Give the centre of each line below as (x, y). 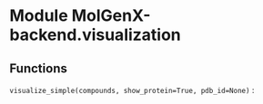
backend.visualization (96, 35)
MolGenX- (111, 16)
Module (39, 16)
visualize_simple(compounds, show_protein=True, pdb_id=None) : (132, 90)
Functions (39, 68)
